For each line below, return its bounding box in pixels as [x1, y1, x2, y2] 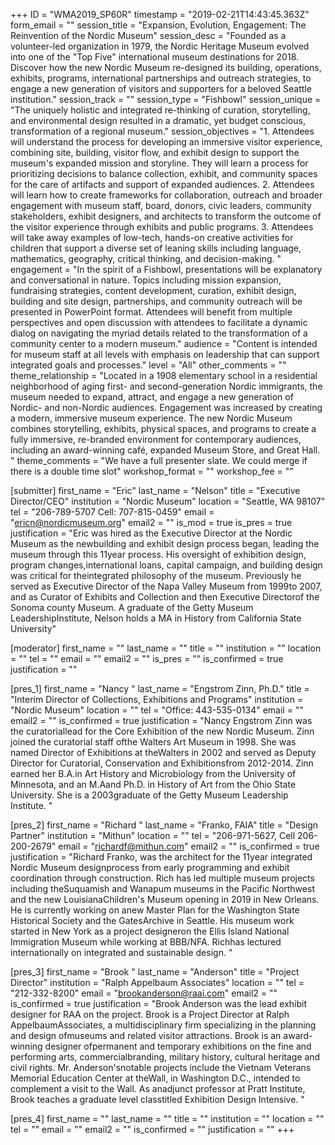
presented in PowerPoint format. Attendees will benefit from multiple [10, 306, 293, 318]
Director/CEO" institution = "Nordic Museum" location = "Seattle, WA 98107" [10, 495, 326, 507]
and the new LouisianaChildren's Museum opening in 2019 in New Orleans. [10, 894, 320, 905]
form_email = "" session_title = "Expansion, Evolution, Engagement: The [10, 19, 307, 31]
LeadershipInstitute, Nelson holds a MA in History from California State [10, 612, 302, 624]
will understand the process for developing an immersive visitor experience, [10, 136, 323, 148]
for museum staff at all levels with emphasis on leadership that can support [10, 349, 320, 360]
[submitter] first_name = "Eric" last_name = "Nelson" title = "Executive [10, 485, 301, 496]
